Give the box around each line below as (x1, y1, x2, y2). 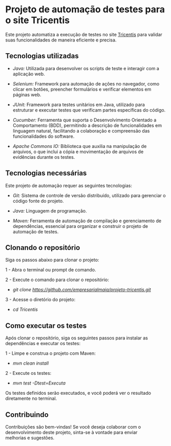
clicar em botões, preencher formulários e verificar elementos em (12, 86, 152, 92)
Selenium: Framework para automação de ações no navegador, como (12, 80, 160, 87)
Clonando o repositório (5, 243, 80, 252)
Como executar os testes (5, 321, 87, 330)
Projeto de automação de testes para (5, 4, 165, 15)
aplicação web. (12, 71, 45, 77)
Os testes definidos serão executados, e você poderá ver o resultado (5, 390, 151, 396)
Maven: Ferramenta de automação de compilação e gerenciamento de (12, 218, 162, 224)
